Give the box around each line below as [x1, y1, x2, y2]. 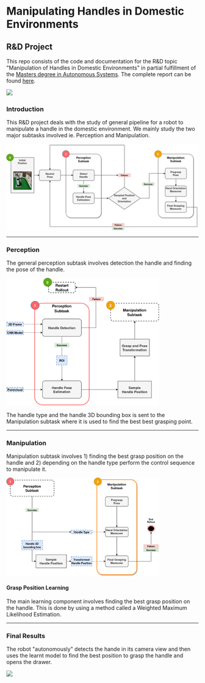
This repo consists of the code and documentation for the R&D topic [6, 58, 178, 65]
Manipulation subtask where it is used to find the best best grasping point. [6, 418, 193, 425]
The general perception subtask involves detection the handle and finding [6, 259, 192, 266]
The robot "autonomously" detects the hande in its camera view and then [6, 645, 191, 653]
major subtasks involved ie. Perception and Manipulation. [6, 132, 150, 139]
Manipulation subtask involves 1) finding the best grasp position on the [6, 452, 184, 460]
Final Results [6, 631, 46, 640]
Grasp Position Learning [6, 584, 69, 592]
